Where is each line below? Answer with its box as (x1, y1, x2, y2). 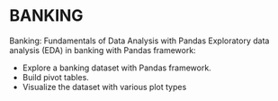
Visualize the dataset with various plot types (22, 81, 187, 92)
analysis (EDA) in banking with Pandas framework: (9, 44, 196, 55)
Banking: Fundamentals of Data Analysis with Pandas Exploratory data (9, 35, 270, 46)
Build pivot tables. (22, 71, 90, 82)
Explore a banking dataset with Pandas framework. (22, 62, 211, 73)
